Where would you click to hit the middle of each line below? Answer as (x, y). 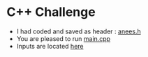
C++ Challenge (51, 12)
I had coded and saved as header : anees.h (79, 31)
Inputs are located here (50, 46)
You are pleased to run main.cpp (64, 38)
